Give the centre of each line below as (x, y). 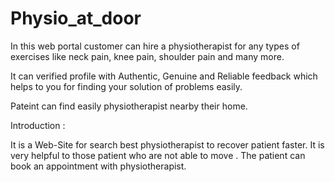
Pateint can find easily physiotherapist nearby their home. (129, 106)
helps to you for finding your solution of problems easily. (126, 86)
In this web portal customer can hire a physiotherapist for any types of (155, 46)
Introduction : (38, 125)
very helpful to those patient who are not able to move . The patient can (158, 155)
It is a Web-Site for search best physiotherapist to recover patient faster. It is (167, 144)
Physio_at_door (76, 18)
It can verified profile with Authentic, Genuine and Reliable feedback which (164, 76)
